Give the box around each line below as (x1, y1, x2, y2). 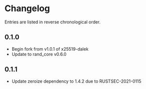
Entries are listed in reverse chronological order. (4, 19, 101, 25)
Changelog (4, 3, 50, 14)
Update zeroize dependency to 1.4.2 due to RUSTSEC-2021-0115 (11, 78, 142, 84)
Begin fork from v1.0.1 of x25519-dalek (11, 46, 89, 52)
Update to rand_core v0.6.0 (11, 51, 67, 57)
